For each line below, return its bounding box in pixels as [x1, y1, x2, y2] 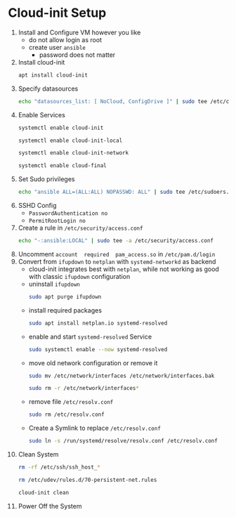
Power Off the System [18, 502, 82, 510]
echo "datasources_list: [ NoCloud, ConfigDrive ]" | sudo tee [18, 98, 208, 105]
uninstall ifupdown [28, 280, 80, 288]
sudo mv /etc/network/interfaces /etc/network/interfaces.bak [28, 372, 215, 379]
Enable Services [18, 110, 65, 119]
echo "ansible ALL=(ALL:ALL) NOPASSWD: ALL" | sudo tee [18, 188, 185, 196]
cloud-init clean [18, 489, 70, 496]
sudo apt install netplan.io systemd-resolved [28, 320, 168, 327]
